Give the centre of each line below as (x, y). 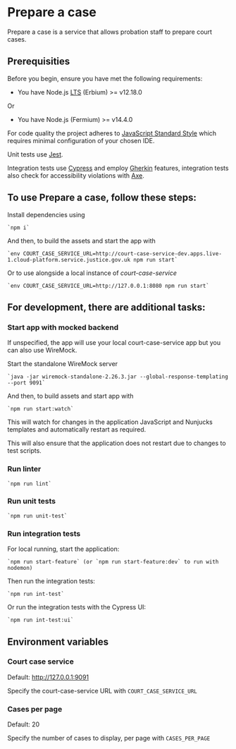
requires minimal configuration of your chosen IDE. (81, 140)
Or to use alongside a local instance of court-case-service (92, 273)
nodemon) (20, 568)
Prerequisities (39, 62)
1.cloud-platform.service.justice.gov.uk (69, 260)
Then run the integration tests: (51, 581)
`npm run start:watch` (41, 409)
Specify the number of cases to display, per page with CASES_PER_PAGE (109, 738)
